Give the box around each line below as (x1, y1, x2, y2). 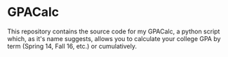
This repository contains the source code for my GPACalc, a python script (7, 27, 220, 35)
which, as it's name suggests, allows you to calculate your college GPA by (7, 34, 221, 42)
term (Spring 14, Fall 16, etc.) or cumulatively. (7, 42, 137, 50)
